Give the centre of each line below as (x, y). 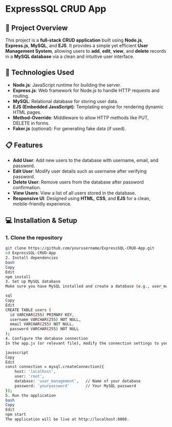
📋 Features (24, 145)
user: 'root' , (29, 377)
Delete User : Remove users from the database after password (78, 182)
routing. (21, 96)
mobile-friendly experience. (42, 204)
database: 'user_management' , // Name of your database (78, 381)
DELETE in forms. (31, 123)
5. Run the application (31, 395)
